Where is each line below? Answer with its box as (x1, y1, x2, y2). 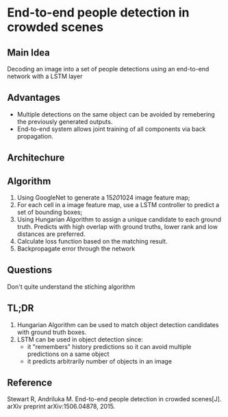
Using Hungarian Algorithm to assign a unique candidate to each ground (16, 215, 221, 224)
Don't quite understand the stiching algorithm (7, 283, 136, 291)
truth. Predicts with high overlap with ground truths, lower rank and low (16, 223, 218, 231)
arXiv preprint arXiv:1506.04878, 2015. (7, 403, 116, 411)
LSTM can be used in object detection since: (16, 335, 144, 344)
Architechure (7, 152, 65, 164)
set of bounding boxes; (16, 208, 83, 217)
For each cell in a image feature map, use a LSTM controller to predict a (16, 201, 220, 209)
